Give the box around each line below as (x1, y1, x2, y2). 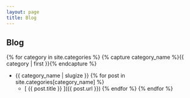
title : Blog (6, 15, 37, 21)
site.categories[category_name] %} (15, 78, 104, 86)
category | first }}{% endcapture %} (6, 60, 97, 67)
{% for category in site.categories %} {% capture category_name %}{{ (6, 53, 185, 61)
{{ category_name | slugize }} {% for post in (15, 72, 125, 80)
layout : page (6, 9, 40, 15)
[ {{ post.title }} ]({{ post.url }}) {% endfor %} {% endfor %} (24, 85, 173, 92)
